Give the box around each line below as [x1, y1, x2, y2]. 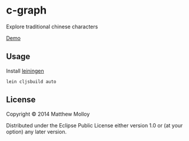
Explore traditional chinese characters [6, 23, 98, 30]
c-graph [6, 4, 47, 17]
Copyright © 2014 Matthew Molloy [6, 110, 90, 117]
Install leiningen [6, 67, 44, 74]
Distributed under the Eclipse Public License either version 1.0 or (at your [6, 122, 183, 129]
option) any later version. [6, 128, 67, 135]
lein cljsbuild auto [6, 78, 57, 84]
